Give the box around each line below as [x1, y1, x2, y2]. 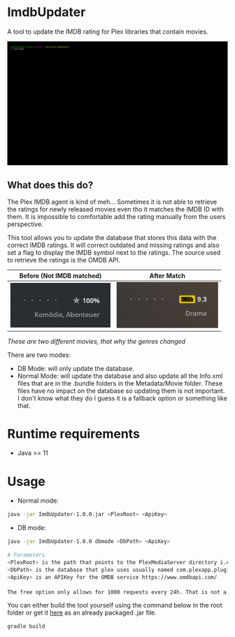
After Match [149, 271, 185, 280]
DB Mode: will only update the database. [17, 364, 135, 372]
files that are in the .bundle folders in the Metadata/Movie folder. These [17, 379, 222, 387]
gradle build [7, 623, 45, 630]
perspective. [7, 220, 43, 228]
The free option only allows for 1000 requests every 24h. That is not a [7, 589, 227, 596]
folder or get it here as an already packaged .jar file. [7, 608, 157, 617]
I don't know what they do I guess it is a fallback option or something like [17, 393, 227, 402]
